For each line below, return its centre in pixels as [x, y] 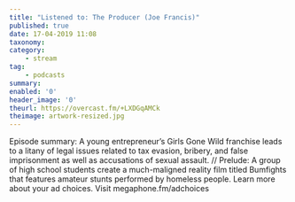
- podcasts [45, 75]
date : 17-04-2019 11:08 [53, 34]
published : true [39, 26]
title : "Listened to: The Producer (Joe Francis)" [105, 17]
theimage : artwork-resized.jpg [67, 116]
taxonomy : [27, 42]
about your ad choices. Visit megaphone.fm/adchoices [109, 189]
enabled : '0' [33, 91]
